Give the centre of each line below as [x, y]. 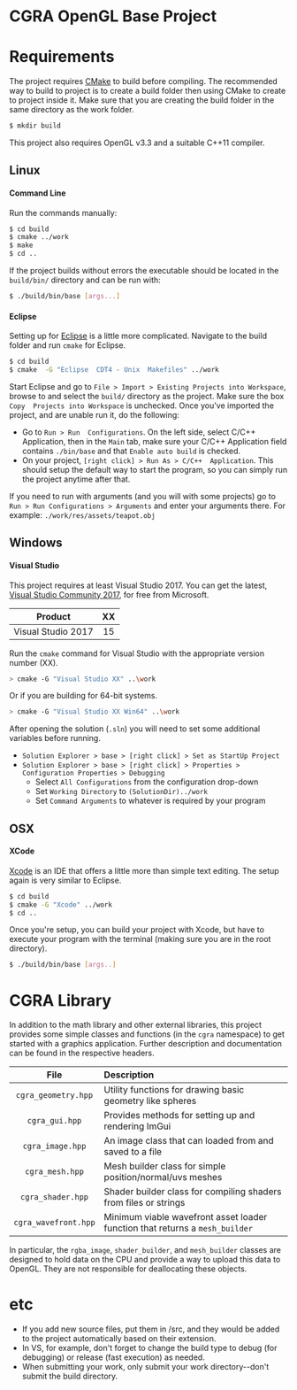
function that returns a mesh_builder [179, 1228]
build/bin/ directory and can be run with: [85, 280]
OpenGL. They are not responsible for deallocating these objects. [128, 1269]
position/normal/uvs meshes [163, 1178]
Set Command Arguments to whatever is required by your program [151, 801]
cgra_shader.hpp [55, 1197]
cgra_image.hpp [54, 1147]
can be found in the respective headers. [82, 1053]
